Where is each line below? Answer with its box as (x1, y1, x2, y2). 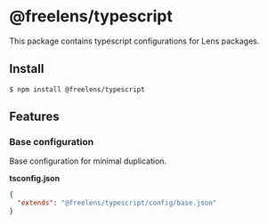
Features (9, 109, 60, 124)
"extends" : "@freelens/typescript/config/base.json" (17, 198, 217, 208)
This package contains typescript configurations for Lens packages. (9, 36, 260, 46)
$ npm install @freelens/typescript (9, 84, 145, 94)
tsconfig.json (9, 173, 61, 184)
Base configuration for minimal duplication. (9, 156, 167, 166)
